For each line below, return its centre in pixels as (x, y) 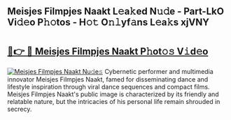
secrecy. (20, 109)
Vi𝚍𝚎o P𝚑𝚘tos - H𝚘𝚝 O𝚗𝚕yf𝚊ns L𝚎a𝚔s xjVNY (108, 23)
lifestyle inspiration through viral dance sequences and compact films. (108, 87)
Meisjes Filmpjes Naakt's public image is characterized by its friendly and (113, 94)
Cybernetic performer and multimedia (159, 72)
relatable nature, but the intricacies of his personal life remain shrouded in (114, 102)
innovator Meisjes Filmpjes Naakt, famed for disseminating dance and (108, 79)
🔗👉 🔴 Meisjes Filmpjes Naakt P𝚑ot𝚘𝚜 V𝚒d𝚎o (108, 51)
